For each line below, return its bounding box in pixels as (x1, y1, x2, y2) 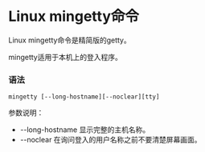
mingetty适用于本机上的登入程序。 (8, 52, 122, 62)
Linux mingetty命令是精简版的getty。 (8, 35, 131, 45)
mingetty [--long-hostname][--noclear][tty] (8, 93, 160, 101)
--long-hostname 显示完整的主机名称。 (19, 125, 150, 134)
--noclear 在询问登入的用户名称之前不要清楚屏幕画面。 (19, 135, 203, 145)
